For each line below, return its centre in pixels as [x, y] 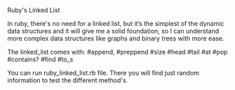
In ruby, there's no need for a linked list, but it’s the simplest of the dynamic [116, 23]
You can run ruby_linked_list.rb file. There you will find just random [103, 73]
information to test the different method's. [68, 80]
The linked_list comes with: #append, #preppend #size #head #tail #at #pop [117, 52]
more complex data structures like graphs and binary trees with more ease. [116, 38]
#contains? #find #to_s [40, 59]
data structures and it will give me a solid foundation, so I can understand [113, 31]
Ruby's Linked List [34, 10]
